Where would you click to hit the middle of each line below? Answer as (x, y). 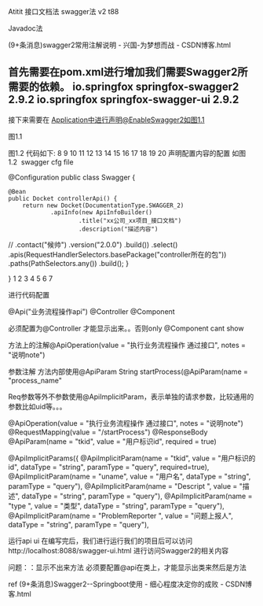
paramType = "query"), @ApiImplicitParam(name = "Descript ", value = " (126, 486)
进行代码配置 (29, 294)
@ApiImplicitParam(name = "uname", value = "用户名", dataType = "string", (130, 476)
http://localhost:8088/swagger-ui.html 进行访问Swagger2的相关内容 (119, 550)
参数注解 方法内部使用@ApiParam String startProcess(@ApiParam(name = (128, 371)
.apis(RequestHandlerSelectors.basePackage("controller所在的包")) (117, 254)
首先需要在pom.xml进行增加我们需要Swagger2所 (128, 72)
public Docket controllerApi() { (63, 198)
